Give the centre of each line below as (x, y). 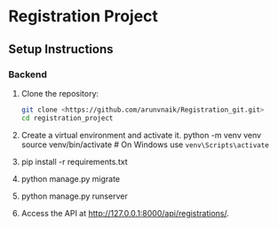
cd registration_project (67, 118)
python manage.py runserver (74, 196)
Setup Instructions (61, 49)
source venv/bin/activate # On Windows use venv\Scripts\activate (145, 145)
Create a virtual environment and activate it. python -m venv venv (141, 135)
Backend (28, 74)
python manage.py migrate (71, 178)
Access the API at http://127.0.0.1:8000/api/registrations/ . (125, 213)
